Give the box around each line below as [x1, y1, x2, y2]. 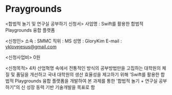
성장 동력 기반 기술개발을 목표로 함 [26, 84, 95, 90]
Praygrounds [5, 3, 62, 15]
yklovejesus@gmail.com [5, 43, 57, 50]
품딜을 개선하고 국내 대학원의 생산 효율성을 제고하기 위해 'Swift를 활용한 [16, 71, 160, 77]
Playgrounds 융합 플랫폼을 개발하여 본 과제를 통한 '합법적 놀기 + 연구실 [14, 78, 158, 84]
